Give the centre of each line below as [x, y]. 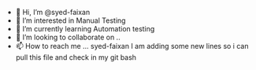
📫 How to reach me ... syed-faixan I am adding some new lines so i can [132, 46]
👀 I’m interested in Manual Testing [70, 20]
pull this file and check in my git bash [76, 57]
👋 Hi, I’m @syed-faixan [53, 12]
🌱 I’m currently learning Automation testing [85, 29]
